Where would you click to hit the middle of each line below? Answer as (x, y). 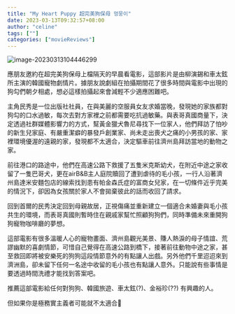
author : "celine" (33, 27)
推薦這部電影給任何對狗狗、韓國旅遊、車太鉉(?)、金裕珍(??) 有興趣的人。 (112, 288)
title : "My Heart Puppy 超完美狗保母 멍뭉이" (69, 14)
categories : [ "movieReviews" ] (51, 40)
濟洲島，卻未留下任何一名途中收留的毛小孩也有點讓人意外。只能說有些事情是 (117, 265)
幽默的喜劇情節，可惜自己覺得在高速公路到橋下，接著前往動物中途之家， (117, 247)
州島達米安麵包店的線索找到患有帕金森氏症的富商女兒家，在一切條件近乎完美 (117, 183)
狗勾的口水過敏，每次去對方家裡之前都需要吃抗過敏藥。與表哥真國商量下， (114, 115)
